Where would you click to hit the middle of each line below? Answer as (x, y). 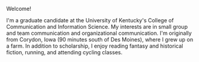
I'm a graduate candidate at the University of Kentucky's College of (90, 20)
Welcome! (19, 9)
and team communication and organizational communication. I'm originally (99, 33)
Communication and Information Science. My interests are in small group (97, 27)
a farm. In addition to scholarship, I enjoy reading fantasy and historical (95, 46)
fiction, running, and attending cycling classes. (64, 52)
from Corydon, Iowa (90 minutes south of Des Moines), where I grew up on (100, 39)
